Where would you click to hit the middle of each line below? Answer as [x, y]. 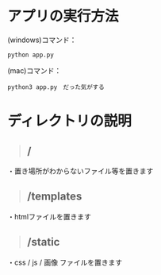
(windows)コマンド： [42, 40]
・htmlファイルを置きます [50, 216]
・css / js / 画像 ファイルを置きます [65, 262]
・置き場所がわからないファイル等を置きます [80, 171]
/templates [54, 197]
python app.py [31, 55]
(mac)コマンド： [34, 70]
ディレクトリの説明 [70, 121]
